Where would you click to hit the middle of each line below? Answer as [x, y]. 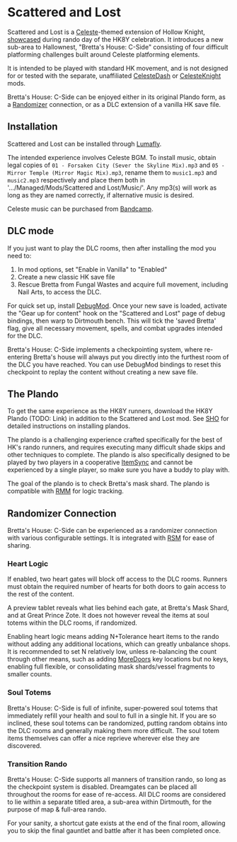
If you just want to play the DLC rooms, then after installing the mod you [112, 248]
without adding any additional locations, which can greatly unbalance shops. [119, 644]
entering [19, 357]
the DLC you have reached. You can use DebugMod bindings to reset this [114, 364]
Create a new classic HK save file [66, 277]
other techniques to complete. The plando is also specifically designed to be [119, 455]
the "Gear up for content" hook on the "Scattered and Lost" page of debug [116, 313]
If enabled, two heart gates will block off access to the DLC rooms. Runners [117, 579]
